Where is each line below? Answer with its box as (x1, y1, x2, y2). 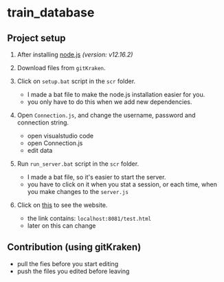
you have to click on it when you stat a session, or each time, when (27, 180, 218, 188)
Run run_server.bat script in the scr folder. (16, 160, 139, 168)
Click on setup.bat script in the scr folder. (16, 77, 136, 85)
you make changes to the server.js (27, 188, 129, 195)
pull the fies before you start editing (16, 259, 119, 268)
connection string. (16, 118, 69, 127)
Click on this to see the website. (16, 201, 108, 209)
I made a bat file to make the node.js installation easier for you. (27, 91, 205, 98)
